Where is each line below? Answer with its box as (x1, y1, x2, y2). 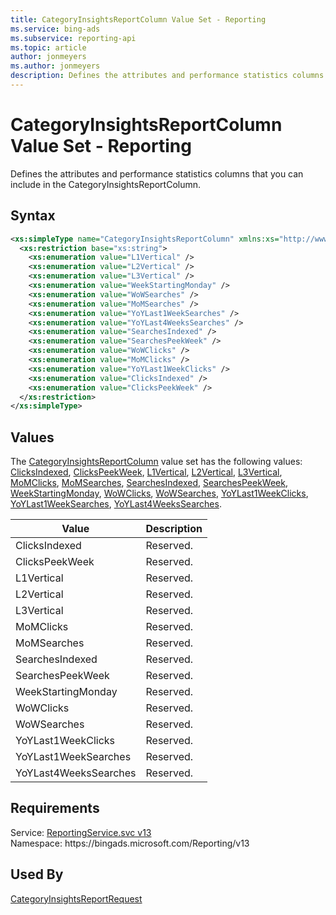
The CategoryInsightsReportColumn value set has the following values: (10, 456, 303, 468)
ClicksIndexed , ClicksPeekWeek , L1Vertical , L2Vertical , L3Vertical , (10, 466, 283, 478)
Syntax (10, 207, 56, 225)
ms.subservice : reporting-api (10, 33, 137, 43)
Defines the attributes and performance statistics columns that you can (10, 167, 304, 180)
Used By (10, 866, 64, 883)
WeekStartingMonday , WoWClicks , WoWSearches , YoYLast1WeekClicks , (10, 487, 309, 500)
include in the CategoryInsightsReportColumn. (10, 178, 202, 190)
